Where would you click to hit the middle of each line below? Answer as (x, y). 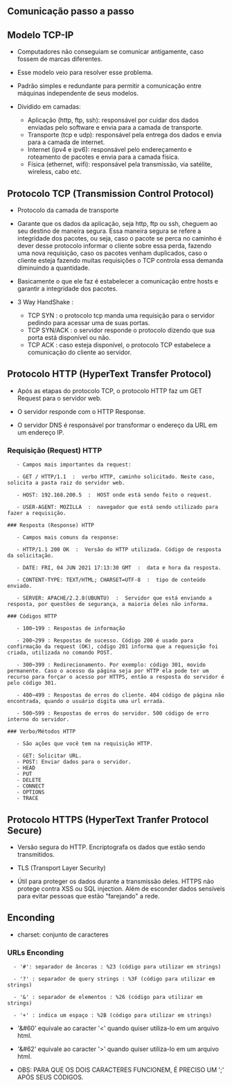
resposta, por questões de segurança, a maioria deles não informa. (108, 605)
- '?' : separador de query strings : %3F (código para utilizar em (114, 979)
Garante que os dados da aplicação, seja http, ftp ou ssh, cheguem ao (117, 224)
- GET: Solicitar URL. (49, 756)
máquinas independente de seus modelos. (78, 94)
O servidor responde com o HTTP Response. (81, 411)
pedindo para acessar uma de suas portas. (89, 323)
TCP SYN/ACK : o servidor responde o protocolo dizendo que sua (121, 330)
